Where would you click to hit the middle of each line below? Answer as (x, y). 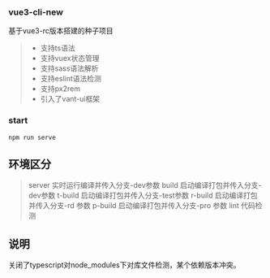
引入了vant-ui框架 (70, 99)
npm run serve (32, 137)
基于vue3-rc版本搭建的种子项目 (61, 31)
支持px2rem (60, 89)
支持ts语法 (58, 48)
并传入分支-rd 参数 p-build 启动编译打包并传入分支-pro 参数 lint (133, 206)
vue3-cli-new (36, 12)
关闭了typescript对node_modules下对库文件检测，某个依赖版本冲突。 (124, 265)
